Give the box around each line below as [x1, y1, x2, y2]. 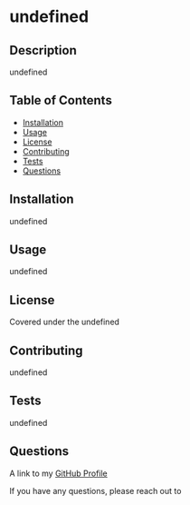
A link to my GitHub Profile [9, 468, 109, 479]
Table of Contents [9, 93, 113, 108]
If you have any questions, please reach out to [9, 485, 182, 496]
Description [9, 43, 77, 58]
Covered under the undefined [9, 316, 120, 328]
